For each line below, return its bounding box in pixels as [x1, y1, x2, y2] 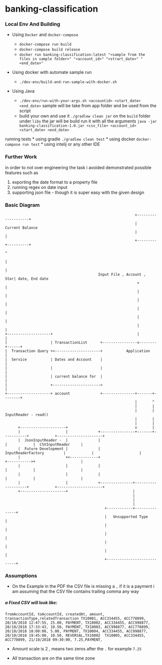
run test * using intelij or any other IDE [22, 141, 100, 147]
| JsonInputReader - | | [17, 438, 101, 443]
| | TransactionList [5, 340, 88, 345]
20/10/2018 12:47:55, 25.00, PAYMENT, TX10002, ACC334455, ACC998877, [5, 620, 150, 625]
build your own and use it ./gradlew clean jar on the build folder [19, 113, 151, 119]
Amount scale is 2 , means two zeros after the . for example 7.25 [12, 646, 142, 652]
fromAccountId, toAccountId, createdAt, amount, [5, 612, 105, 617]
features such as [5, 170, 39, 175]
